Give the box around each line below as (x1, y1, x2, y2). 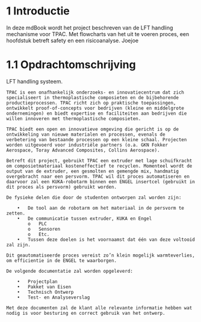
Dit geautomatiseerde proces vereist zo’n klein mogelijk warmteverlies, (6, 252, 196, 258)
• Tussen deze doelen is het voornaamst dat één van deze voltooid (17, 236, 196, 243)
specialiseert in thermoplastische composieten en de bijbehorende (6, 94, 179, 100)
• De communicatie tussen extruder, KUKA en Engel (17, 215, 152, 222)
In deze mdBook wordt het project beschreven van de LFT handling (6, 24, 173, 31)
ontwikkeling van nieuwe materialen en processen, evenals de (6, 131, 165, 138)
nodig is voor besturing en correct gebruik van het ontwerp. (6, 310, 165, 316)
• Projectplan (17, 278, 58, 285)
